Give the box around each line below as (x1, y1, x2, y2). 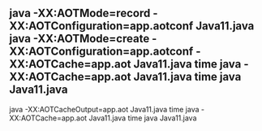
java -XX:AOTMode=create (9, 32, 150, 46)
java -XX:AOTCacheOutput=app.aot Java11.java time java (9, 104, 200, 114)
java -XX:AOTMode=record (9, 7, 151, 20)
